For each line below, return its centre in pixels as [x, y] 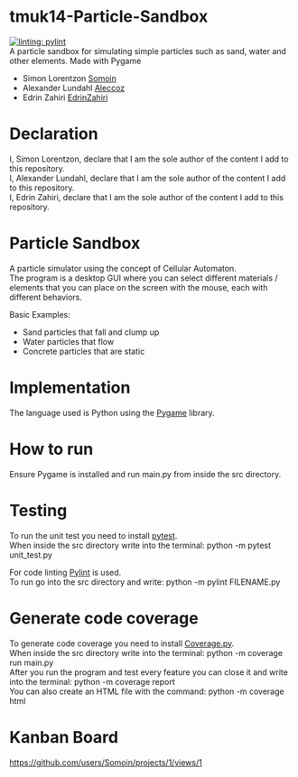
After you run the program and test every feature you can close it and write [149, 672]
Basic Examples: [40, 314]
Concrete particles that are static [84, 351]
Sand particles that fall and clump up [91, 332]
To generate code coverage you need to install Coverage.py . [122, 643]
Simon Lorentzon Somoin [70, 78]
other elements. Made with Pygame [75, 60]
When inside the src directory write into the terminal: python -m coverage [146, 652]
